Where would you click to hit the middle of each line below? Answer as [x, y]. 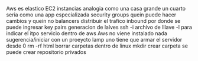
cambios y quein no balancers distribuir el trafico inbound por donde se [93, 21]
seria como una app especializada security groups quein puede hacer [91, 15]
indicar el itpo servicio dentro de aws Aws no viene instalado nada [87, 33]
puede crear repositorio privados [46, 52]
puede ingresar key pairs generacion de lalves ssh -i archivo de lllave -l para [99, 27]
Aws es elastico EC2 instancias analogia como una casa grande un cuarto [96, 9]
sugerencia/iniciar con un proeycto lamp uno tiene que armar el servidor [94, 40]
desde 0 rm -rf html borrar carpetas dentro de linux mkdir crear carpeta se [97, 46]
